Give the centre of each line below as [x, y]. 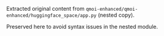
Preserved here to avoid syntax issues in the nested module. [82, 27]
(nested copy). [116, 15]
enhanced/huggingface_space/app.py [52, 16]
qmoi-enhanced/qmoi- [112, 9]
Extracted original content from [45, 9]
